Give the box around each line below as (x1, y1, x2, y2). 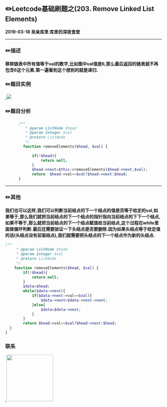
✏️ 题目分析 (5, 108, 31, 115)
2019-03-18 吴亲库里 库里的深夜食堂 (5, 29, 81, 35)
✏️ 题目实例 (5, 81, 31, 88)
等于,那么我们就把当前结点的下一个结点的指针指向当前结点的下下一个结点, (9, 214, 161, 220)
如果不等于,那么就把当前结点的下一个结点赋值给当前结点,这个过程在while (5, 220, 155, 226)
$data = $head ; (23, 284, 50, 289)
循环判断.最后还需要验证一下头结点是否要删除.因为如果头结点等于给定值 (13, 226, 161, 232)
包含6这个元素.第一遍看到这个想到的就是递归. (5, 67, 98, 73)
